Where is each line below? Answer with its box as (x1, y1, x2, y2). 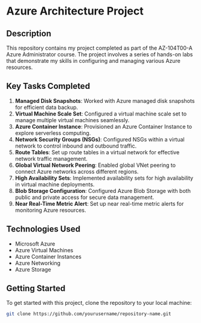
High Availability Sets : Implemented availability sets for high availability (14, 174, 194, 181)
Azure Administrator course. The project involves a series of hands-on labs (6, 51, 193, 58)
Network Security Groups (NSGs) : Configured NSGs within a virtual (14, 135, 185, 143)
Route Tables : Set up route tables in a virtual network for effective (14, 148, 180, 155)
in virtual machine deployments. (14, 180, 95, 188)
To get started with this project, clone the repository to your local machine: (6, 299, 192, 307)
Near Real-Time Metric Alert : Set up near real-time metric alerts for (14, 200, 184, 207)
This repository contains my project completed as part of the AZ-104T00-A (6, 44, 193, 51)
